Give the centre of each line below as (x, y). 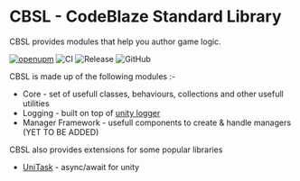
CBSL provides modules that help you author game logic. (115, 41)
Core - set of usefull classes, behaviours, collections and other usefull (153, 94)
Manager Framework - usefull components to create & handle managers (157, 122)
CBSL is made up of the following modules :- (93, 76)
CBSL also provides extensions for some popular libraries (116, 149)
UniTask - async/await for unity (81, 167)
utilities (36, 103)
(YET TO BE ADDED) (61, 131)
